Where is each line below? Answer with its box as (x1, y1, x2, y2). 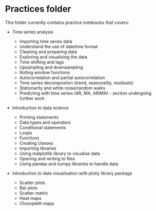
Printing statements (19, 114, 59, 120)
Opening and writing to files (19, 155, 76, 161)
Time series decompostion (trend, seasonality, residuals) (19, 79, 134, 86)
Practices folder (5, 3, 72, 15)
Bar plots (19, 185, 38, 191)
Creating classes (19, 140, 54, 146)
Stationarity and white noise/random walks (19, 85, 106, 91)
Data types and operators (19, 119, 71, 125)
